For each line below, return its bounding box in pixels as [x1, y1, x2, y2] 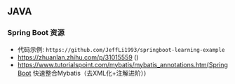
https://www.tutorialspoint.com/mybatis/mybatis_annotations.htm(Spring [17, 60, 228, 69]
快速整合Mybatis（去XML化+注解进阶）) [32, 69, 147, 77]
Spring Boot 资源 [7, 28, 65, 38]
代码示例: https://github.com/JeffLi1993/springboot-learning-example [17, 45, 225, 53]
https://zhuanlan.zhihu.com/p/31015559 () [17, 52, 139, 62]
